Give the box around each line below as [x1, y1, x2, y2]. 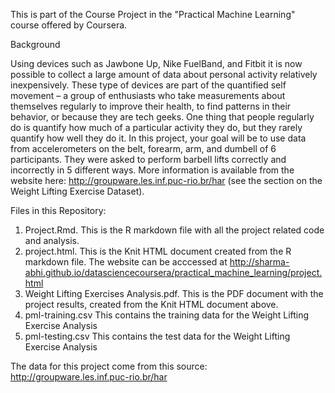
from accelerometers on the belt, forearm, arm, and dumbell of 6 [10, 143, 277, 154]
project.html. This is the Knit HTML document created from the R [24, 245, 292, 257]
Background [10, 39, 61, 50]
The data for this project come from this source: [10, 360, 208, 372]
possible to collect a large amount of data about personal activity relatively [10, 69, 318, 80]
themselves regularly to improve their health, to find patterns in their [10, 100, 292, 112]
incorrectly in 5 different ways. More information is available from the [10, 164, 295, 176]
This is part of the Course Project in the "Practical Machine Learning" [10, 9, 296, 20]
